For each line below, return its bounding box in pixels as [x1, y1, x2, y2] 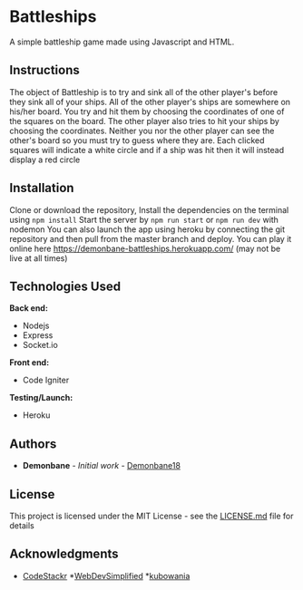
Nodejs [22, 320, 50, 332]
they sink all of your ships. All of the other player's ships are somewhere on [9, 96, 291, 107]
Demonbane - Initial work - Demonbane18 [22, 460, 181, 471]
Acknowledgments [9, 546, 120, 562]
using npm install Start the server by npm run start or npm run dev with [9, 214, 279, 225]
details [9, 520, 34, 531]
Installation [9, 180, 74, 196]
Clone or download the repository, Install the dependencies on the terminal [9, 204, 289, 215]
